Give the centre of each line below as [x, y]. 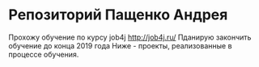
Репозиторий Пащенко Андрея [118, 15]
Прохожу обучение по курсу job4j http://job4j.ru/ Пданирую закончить [130, 37]
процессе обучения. [44, 54]
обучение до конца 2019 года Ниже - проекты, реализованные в [120, 45]
